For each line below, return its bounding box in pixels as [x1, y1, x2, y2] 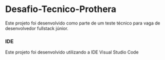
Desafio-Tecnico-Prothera [5, 3, 116, 15]
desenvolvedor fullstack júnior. [5, 25, 68, 31]
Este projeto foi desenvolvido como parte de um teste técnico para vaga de [5, 20, 160, 26]
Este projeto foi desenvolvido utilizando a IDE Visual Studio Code [5, 49, 139, 55]
